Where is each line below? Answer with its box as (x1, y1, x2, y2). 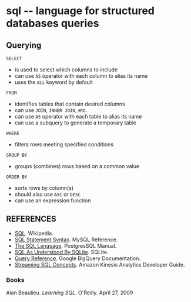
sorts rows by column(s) (14, 185, 74, 191)
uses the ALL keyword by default (14, 78, 93, 86)
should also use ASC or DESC (14, 191, 81, 198)
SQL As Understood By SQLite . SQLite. (14, 248, 109, 255)
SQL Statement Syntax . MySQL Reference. (14, 236, 118, 243)
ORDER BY (6, 174, 28, 180)
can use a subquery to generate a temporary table (14, 119, 137, 126)
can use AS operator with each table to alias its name (14, 113, 142, 120)
